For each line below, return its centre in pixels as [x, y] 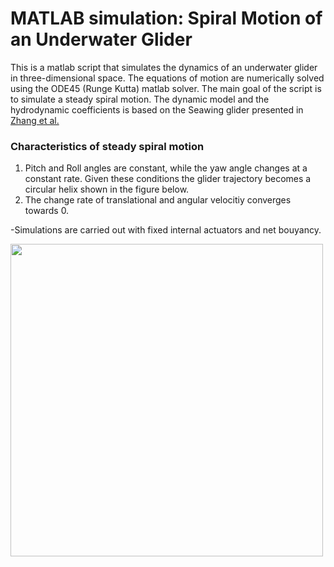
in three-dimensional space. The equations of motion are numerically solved [167, 78]
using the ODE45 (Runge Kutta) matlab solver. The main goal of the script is [166, 88]
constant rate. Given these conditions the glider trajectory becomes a [168, 179]
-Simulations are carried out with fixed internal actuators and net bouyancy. [166, 230]
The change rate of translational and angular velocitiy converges [158, 200]
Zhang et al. [35, 120]
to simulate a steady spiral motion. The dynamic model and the [140, 99]
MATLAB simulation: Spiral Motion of [166, 18]
